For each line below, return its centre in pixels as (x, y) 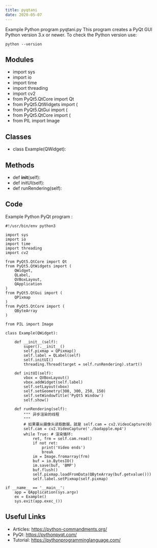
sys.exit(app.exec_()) (38, 501)
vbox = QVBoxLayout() (47, 378)
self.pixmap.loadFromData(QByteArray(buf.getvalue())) (92, 474)
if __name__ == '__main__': (35, 488)
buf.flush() (45, 470)
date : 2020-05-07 (24, 15)
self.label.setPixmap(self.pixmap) (70, 479)
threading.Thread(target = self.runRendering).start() (83, 364)
